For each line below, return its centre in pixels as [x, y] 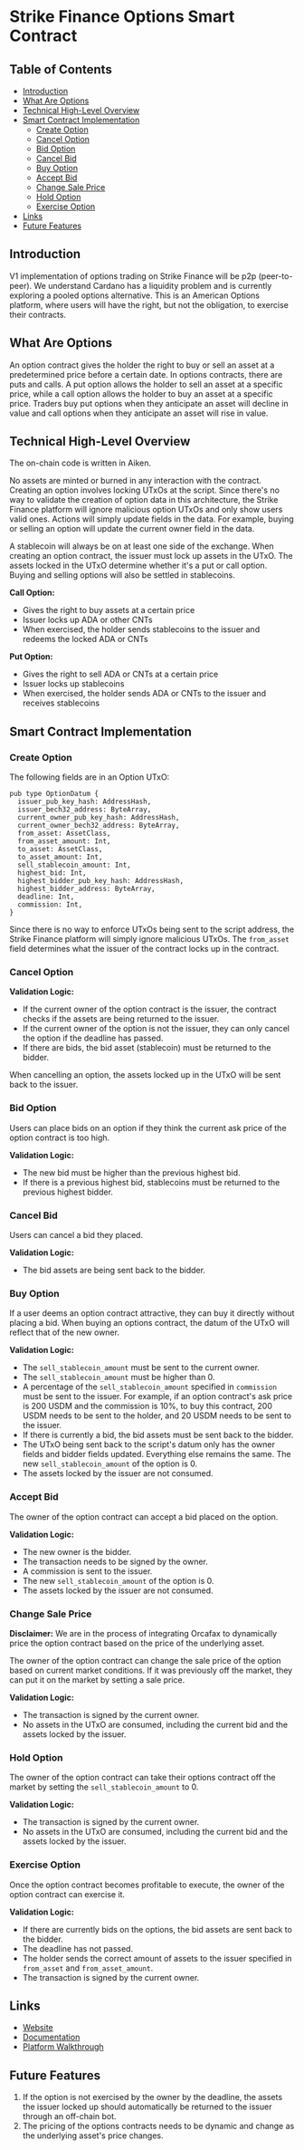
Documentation [51, 2037]
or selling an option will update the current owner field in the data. [132, 529]
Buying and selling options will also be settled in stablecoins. [122, 575]
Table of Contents [61, 69]
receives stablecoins [61, 703]
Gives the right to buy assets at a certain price [109, 610]
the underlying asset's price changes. [93, 2136]
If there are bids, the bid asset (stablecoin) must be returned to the [147, 1048]
